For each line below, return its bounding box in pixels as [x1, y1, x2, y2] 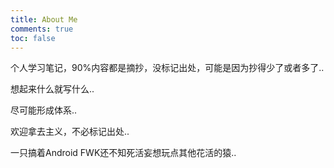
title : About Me [10, 14, 78, 25]
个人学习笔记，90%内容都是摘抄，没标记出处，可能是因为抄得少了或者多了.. [10, 62, 325, 74]
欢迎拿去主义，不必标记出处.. [10, 126, 130, 138]
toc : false [10, 33, 56, 43]
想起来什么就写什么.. [10, 83, 95, 95]
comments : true [10, 24, 74, 34]
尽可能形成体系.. [10, 104, 78, 116]
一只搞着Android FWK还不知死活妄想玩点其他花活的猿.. [10, 147, 237, 159]
